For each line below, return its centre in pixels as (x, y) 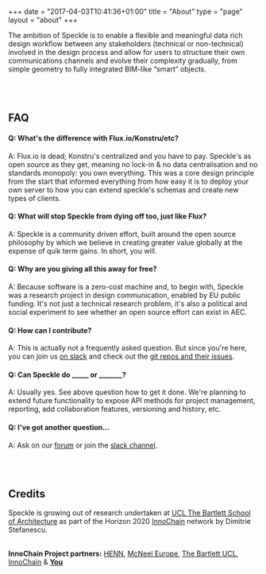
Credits (27, 494)
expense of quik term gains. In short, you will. (83, 250)
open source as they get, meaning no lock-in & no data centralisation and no (133, 164)
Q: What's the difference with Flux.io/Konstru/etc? (94, 138)
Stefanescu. (28, 530)
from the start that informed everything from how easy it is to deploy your (128, 181)
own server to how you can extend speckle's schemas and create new (123, 189)
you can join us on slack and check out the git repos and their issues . (121, 356)
